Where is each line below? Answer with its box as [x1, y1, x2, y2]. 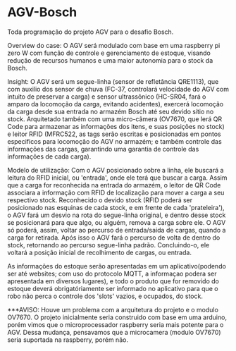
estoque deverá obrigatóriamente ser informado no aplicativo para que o [7, 284, 218, 292]
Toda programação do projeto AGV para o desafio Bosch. [7, 27, 174, 36]
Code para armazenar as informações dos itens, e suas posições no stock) [7, 122, 225, 130]
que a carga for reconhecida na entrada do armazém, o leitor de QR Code [7, 180, 221, 189]
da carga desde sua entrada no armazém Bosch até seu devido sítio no [7, 107, 214, 116]
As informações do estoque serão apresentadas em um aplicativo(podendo [7, 261, 227, 270]
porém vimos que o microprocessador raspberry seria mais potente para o [7, 320, 224, 328]
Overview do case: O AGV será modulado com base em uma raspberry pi [7, 41, 221, 49]
